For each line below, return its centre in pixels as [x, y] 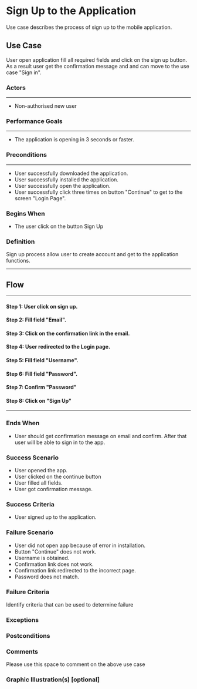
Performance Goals [34, 121]
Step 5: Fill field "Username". [42, 360]
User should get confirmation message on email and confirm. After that [101, 436]
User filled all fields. [38, 483]
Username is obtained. [42, 558]
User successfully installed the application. [67, 179]
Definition [21, 241]
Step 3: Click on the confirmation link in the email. [68, 333]
